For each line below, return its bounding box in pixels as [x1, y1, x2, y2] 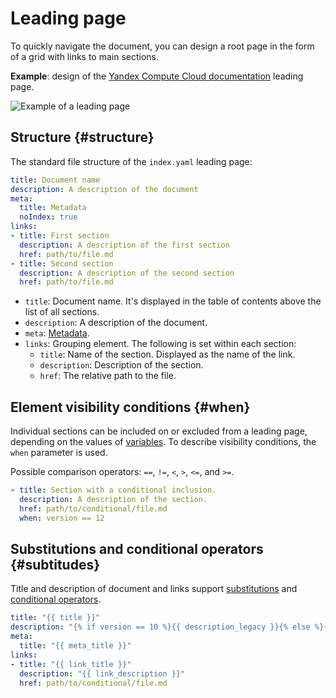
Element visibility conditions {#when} [10, 398, 251, 416]
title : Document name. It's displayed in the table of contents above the [24, 295, 322, 307]
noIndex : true [19, 212, 78, 222]
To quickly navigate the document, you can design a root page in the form [10, 40, 315, 52]
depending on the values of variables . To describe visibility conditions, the [10, 436, 317, 448]
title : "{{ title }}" [10, 613, 101, 623]
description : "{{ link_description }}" [19, 668, 186, 679]
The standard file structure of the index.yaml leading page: [10, 155, 253, 167]
